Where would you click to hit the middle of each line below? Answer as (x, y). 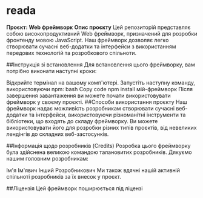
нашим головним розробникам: (48, 158)
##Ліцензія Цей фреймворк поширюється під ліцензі (75, 188)
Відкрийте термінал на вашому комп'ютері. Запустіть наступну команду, (101, 83)
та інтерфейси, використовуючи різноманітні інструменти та (107, 115)
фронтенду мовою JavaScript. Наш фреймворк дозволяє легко (88, 40)
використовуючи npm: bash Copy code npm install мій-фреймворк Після (99, 89)
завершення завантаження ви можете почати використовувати (88, 95)
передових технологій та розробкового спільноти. (72, 53)
